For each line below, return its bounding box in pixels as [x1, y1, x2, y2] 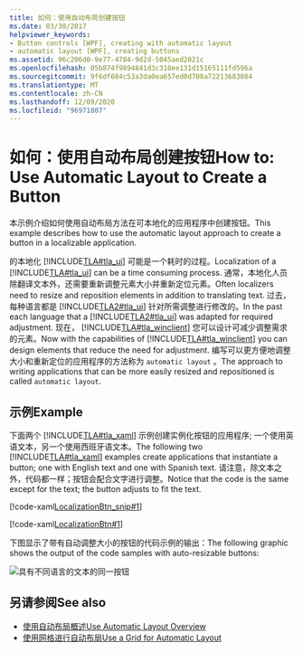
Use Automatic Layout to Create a [9, 167, 268, 188]
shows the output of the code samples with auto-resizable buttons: [9, 548, 260, 558]
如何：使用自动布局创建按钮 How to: [9, 147, 275, 168]
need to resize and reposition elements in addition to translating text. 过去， [9, 290, 291, 301]
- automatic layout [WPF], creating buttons [9, 47, 180, 56]
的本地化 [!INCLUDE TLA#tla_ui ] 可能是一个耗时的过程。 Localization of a [9, 256, 277, 267]
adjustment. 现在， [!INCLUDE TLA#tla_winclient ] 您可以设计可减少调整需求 [9, 322, 288, 333]
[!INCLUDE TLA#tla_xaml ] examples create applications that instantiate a [9, 451, 279, 462]
